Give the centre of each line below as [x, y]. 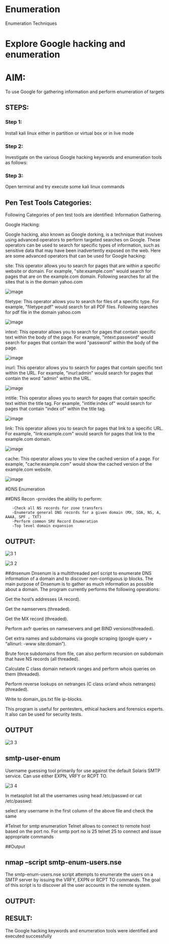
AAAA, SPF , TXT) [23, 517]
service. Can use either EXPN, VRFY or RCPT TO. [56, 776]
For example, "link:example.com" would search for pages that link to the [80, 434]
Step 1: [14, 122]
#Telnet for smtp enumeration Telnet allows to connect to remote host [78, 826]
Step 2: [14, 146]
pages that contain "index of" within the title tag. [55, 409]
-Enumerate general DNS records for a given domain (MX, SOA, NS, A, [87, 513]
